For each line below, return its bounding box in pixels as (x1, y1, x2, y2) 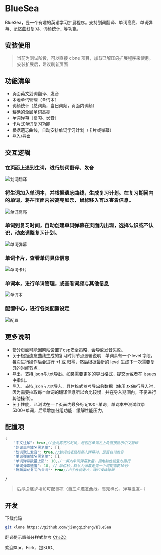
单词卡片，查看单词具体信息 (5, 254, 70, 261)
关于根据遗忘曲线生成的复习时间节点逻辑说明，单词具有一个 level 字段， (12, 353, 156, 358)
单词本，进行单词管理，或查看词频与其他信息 (5, 280, 109, 287)
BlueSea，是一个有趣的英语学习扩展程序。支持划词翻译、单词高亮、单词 (5, 19, 149, 25)
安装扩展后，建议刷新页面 (16, 61, 68, 67)
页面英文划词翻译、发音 (12, 90, 59, 96)
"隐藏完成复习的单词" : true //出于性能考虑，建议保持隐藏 (14, 468, 115, 472)
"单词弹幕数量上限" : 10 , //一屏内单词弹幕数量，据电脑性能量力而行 (14, 458, 131, 464)
